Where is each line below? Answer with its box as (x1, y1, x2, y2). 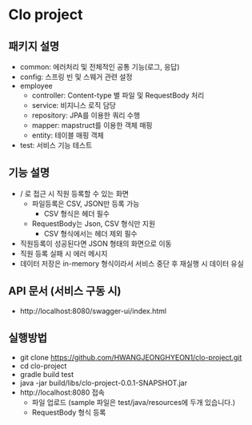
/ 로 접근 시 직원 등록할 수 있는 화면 (19, 189, 130, 198)
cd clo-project (19, 361, 67, 371)
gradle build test (19, 370, 74, 379)
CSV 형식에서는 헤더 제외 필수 (43, 228, 138, 238)
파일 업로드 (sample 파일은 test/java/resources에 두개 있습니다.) (31, 398, 236, 407)
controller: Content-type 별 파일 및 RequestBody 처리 (31, 90, 205, 100)
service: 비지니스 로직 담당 (31, 101, 116, 109)
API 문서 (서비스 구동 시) (8, 284, 122, 298)
